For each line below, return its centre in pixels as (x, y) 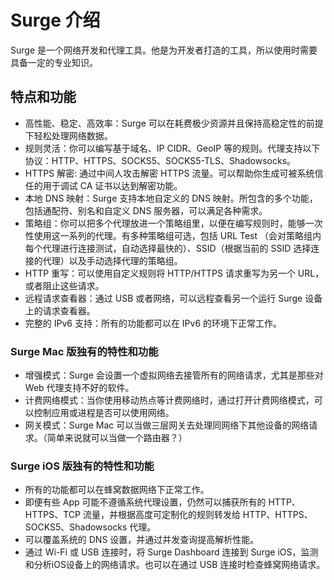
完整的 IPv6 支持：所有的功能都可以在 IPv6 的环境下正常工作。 (153, 323)
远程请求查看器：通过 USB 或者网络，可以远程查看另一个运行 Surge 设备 (173, 298)
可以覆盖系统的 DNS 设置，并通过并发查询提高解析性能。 (142, 540)
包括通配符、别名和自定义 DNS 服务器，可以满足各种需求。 (146, 210)
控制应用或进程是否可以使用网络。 (104, 413)
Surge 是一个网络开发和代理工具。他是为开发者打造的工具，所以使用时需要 (164, 50)
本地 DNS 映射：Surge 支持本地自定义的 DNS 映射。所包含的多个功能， (171, 198)
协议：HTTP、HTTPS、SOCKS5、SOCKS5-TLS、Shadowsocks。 (160, 160)
